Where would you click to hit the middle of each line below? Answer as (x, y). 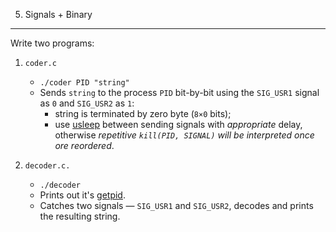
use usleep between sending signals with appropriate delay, (178, 124)
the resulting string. (80, 216)
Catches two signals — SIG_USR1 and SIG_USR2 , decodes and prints (176, 205)
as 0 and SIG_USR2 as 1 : (87, 103)
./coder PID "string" (84, 83)
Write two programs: (52, 43)
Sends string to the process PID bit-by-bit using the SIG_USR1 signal (179, 92)
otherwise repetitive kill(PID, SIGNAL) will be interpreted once (184, 135)
